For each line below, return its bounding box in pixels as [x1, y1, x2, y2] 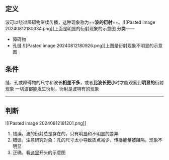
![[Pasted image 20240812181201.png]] [5, 120, 87, 126]
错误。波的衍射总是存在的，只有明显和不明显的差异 [12, 131, 119, 137]
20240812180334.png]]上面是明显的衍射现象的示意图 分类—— [5, 25, 135, 31]
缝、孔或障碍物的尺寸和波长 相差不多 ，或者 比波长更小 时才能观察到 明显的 [5, 79, 155, 85]
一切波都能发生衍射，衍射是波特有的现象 [15, 85, 99, 92]
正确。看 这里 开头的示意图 [12, 149, 66, 155]
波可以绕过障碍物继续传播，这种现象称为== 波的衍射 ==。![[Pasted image [5, 19, 155, 25]
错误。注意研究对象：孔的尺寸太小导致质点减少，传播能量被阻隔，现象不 [12, 137, 162, 143]
